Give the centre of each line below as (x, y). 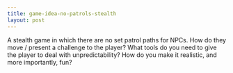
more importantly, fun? (40, 62)
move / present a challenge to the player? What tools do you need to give (112, 47)
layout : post (26, 20)
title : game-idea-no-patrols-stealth (62, 14)
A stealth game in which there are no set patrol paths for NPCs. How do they (117, 40)
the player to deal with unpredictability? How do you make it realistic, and (112, 55)
